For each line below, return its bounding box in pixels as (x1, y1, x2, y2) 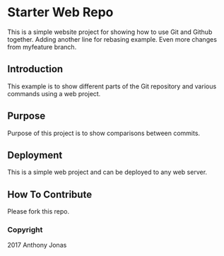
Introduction (7, 63, 64, 75)
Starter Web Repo (7, 4, 114, 21)
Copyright (7, 225, 43, 235)
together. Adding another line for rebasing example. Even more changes (7, 35, 218, 43)
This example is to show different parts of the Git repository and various (7, 82, 217, 91)
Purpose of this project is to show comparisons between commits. (7, 129, 200, 137)
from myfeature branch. (7, 42, 77, 51)
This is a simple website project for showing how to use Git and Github (7, 28, 213, 36)
